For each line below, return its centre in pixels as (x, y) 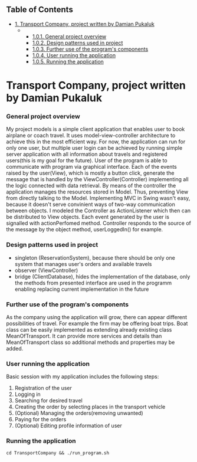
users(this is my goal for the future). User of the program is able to (87, 160)
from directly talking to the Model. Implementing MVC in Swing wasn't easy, (98, 198)
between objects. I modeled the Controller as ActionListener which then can (98, 211)
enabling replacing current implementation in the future (82, 289)
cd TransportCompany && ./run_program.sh (58, 453)
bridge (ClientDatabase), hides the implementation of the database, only (102, 276)
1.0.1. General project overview (69, 36)
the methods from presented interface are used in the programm (93, 283)
